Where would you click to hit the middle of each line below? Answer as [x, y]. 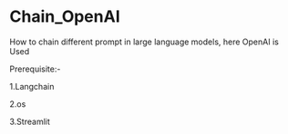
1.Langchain [32, 86]
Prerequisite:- [35, 69]
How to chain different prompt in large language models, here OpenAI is [144, 42]
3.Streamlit [30, 121]
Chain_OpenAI [65, 17]
